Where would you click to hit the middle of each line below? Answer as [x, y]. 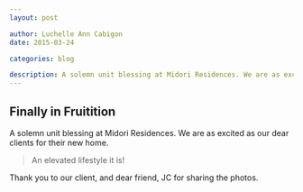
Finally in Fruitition [63, 111]
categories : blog [42, 59]
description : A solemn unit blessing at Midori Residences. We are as [145, 75]
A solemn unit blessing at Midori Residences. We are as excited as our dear [149, 133]
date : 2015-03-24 [42, 42]
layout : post [34, 18]
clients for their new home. [59, 142]
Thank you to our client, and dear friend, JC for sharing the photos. [134, 178]
